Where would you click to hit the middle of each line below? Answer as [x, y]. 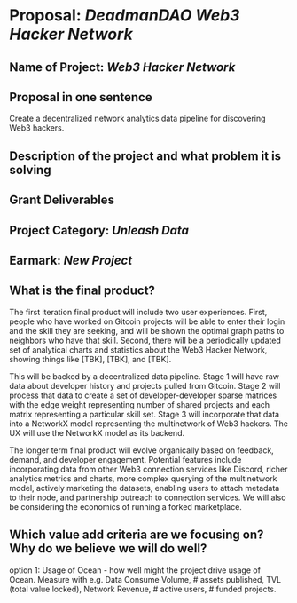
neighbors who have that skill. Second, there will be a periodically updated [145, 340]
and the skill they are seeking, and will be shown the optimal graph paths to [147, 330]
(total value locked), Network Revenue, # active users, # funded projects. [143, 589]
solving [30, 170]
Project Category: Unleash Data [99, 230]
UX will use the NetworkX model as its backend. [97, 432]
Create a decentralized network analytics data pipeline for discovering [137, 119]
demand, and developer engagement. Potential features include [125, 459]
